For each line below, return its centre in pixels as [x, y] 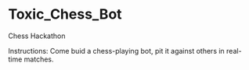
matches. [39, 59]
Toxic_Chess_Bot [65, 14]
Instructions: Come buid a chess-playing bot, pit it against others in [116, 51]
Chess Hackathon [37, 36]
